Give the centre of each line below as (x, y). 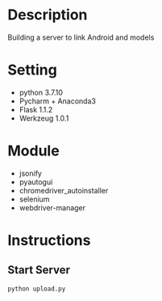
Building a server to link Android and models (81, 37)
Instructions (49, 240)
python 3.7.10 (41, 92)
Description (48, 15)
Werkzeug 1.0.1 (44, 118)
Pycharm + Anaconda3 (57, 101)
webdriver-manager (52, 207)
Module (33, 151)
